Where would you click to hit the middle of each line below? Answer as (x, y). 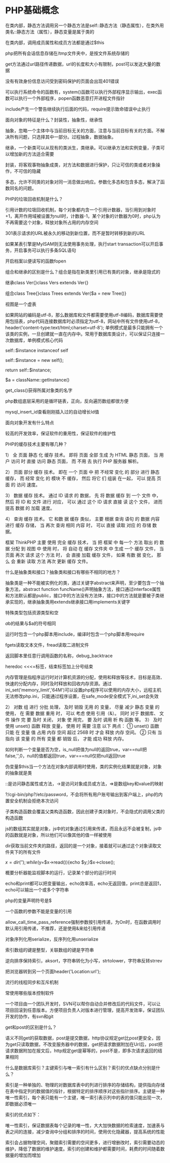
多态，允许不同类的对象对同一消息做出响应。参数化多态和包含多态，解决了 (83, 182)
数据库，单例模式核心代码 (36, 340)
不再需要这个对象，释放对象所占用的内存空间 (52, 222)
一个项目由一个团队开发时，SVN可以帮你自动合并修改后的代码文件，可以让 (83, 1003)
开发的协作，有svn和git (30, 1016)
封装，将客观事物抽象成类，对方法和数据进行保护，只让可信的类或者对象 (80, 165)
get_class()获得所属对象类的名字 (39, 390)
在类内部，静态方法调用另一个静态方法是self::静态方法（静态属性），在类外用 (85, 25)
